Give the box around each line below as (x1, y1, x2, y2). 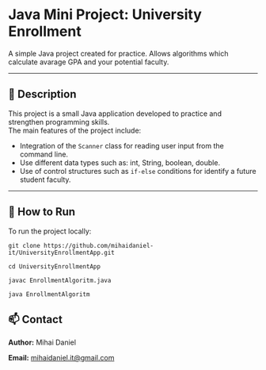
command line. (19, 149, 69, 159)
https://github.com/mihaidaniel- (43, 241, 154, 249)
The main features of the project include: (8, 125, 142, 135)
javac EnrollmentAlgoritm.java (8, 276, 112, 284)
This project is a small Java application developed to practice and (8, 109, 222, 118)
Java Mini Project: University (8, 6, 202, 24)
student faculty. (19, 175, 71, 184)
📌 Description (8, 87, 77, 101)
